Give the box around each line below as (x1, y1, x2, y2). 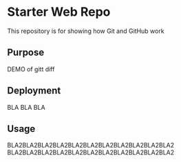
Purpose (7, 47, 45, 58)
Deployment (7, 85, 61, 97)
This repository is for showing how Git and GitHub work (7, 27, 164, 35)
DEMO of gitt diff (7, 65, 55, 73)
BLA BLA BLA (7, 103, 46, 111)
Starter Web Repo (7, 4, 111, 20)
